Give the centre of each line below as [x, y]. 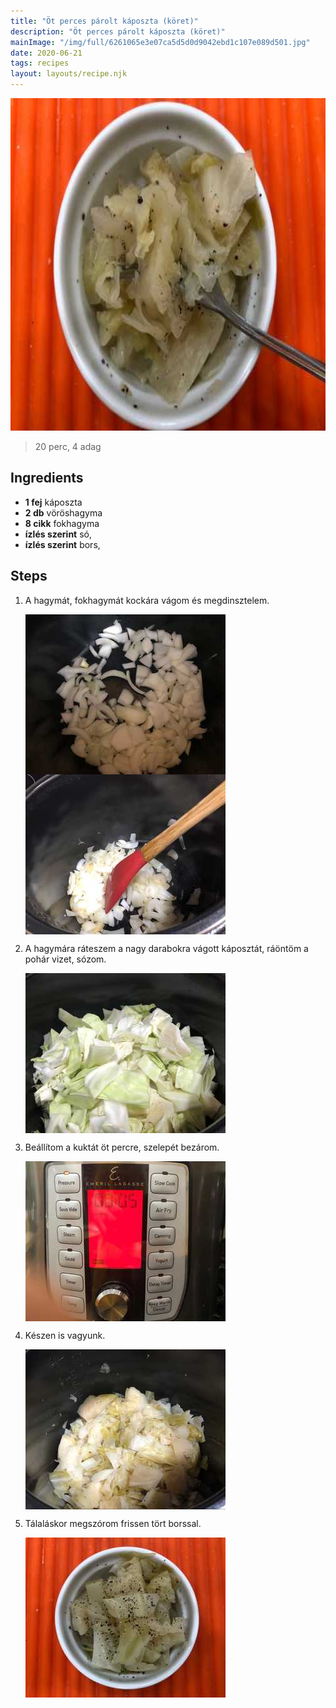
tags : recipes [40, 63]
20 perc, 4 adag [68, 446]
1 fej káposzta [53, 502]
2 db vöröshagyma [63, 512]
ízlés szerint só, [58, 534]
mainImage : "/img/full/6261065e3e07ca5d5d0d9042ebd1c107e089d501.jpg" [160, 42]
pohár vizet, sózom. [65, 959]
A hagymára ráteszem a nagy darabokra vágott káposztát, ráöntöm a [166, 948]
